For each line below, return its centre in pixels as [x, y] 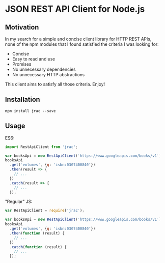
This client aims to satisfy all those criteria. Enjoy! [55, 84]
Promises [22, 64]
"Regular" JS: [19, 202]
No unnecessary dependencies [44, 69]
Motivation [22, 27]
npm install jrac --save [30, 111]
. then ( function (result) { [37, 233]
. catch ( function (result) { [38, 247]
